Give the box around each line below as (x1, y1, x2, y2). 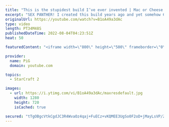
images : (5, 86, 22, 91)
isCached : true (14, 104, 46, 110)
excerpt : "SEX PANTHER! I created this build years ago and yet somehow (5, 12, 161, 17)
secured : (5, 114, 24, 119)
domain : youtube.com (10, 63, 53, 68)
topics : (5, 72, 22, 77)
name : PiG (10, 58, 30, 63)
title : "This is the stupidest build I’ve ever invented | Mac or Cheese (5, 7, 163, 13)
